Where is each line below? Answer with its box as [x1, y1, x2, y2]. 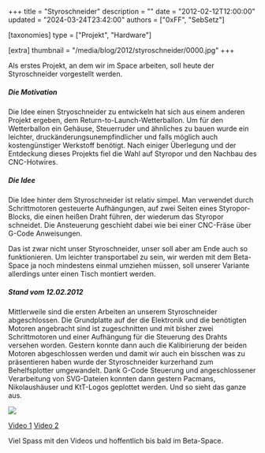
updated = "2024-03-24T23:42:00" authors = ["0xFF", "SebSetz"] [8, 15, 225, 24]
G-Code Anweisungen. [8, 228, 83, 238]
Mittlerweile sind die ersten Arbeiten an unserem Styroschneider [8, 306, 218, 316]
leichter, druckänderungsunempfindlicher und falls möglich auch [8, 132, 218, 141]
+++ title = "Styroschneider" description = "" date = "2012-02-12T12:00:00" [8, 7, 256, 16]
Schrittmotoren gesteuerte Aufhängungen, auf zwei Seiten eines [8, 203, 218, 213]
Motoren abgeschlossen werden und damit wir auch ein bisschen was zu [8, 348, 246, 358]
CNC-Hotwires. [8, 157, 58, 166]
